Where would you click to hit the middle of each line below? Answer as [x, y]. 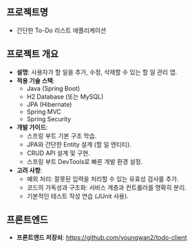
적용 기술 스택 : [35, 81]
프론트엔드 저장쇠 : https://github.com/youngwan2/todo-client [101, 238]
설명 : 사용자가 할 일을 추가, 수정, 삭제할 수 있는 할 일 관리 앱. [97, 72]
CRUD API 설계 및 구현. [58, 153]
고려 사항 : [29, 170]
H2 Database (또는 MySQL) [65, 96]
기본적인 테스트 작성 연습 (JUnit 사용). [77, 196]
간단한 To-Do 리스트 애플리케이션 [61, 30]
